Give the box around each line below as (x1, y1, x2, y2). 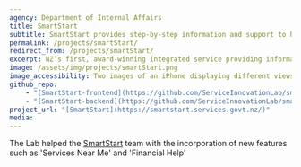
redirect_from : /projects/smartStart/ (9, 47, 154, 56)
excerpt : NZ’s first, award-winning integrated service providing (9, 55, 262, 64)
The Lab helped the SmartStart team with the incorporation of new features (9, 138, 288, 149)
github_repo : (9, 80, 58, 89)
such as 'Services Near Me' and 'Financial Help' (9, 147, 186, 158)
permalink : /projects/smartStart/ (9, 38, 139, 48)
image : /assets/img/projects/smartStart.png (9, 64, 178, 73)
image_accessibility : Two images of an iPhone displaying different (9, 72, 271, 81)
